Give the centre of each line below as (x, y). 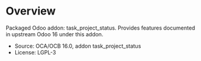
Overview (31, 11)
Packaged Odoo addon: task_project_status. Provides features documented (100, 28)
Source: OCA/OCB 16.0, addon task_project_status (78, 46)
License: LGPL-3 (35, 52)
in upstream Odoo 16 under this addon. (55, 34)
